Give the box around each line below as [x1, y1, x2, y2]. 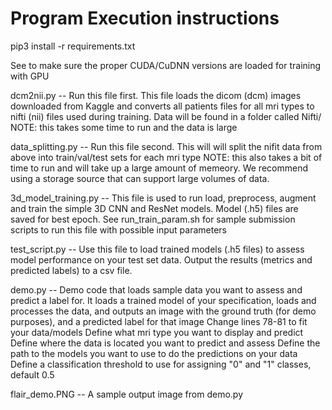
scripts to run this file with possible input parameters [10, 223, 227, 236]
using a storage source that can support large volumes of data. [10, 172, 270, 184]
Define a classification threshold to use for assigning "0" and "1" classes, [10, 358, 312, 370]
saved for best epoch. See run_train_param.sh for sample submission [10, 213, 296, 225]
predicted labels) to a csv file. [10, 264, 133, 276]
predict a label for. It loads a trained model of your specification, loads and [10, 294, 317, 306]
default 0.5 [10, 368, 55, 381]
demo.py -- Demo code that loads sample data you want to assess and [10, 283, 303, 296]
